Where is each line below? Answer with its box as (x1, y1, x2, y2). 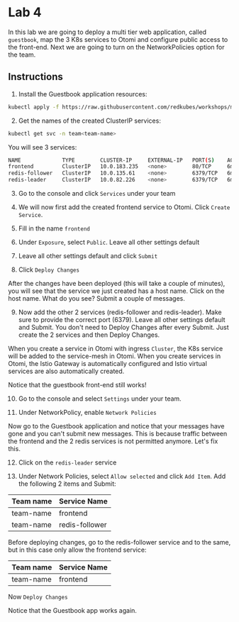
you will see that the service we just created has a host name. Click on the (8, 287, 225, 295)
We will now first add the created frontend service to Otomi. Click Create (18, 203, 230, 211)
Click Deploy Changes (18, 265, 80, 274)
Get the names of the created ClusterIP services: (18, 116, 162, 125)
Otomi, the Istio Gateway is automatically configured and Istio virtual (8, 360, 208, 367)
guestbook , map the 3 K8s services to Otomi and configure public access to (8, 35, 228, 43)
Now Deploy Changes (8, 593, 68, 601)
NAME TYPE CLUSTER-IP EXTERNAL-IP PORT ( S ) (8, 157, 215, 164)
